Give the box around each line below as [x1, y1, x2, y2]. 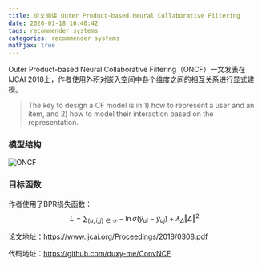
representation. [27, 118, 79, 127]
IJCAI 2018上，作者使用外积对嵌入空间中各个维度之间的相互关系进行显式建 [8, 75, 255, 84]
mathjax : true [8, 42, 56, 50]
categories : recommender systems [8, 34, 120, 42]
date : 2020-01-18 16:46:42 [8, 19, 99, 27]
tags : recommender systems [8, 26, 99, 34]
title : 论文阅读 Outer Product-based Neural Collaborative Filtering [8, 11, 240, 20]
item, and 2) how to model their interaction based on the [27, 109, 214, 119]
